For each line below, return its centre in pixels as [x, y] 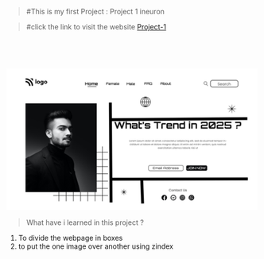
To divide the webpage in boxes [70, 238]
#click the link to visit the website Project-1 [96, 27]
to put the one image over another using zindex [96, 246]
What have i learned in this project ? [85, 222]
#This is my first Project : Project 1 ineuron [95, 12]
